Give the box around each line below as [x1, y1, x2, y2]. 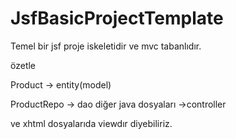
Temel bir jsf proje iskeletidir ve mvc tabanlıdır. [10, 40, 202, 52]
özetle [10, 59, 37, 71]
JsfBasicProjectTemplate [10, 7, 224, 30]
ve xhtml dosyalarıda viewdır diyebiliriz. [10, 117, 173, 129]
